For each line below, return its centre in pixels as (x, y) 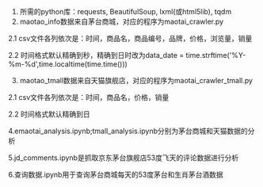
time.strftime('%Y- (216, 55)
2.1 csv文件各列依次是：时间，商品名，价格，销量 (89, 97)
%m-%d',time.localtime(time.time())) (68, 64)
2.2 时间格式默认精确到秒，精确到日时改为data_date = (96, 55)
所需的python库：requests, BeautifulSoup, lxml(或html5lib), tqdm (126, 11)
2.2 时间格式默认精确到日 (50, 114)
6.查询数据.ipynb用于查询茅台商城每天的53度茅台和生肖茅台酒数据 (116, 174)
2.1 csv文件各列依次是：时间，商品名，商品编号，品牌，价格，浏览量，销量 (130, 38)
